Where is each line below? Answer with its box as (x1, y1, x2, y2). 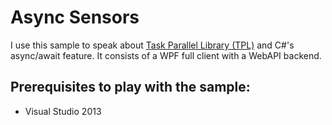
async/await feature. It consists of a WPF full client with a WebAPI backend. (10, 49, 322, 61)
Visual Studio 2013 (24, 105, 102, 117)
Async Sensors (10, 6, 140, 29)
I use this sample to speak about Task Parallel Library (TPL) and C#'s (10, 39, 295, 51)
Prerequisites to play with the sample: (10, 79, 251, 96)
